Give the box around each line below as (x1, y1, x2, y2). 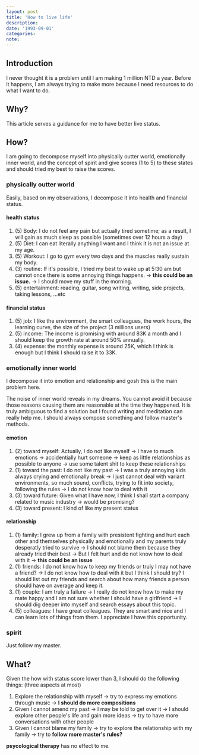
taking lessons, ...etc (14, 290, 66, 298)
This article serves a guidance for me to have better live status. (6, 120, 160, 127)
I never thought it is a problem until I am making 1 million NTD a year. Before (6, 74, 191, 81)
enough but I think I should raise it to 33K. (14, 349, 118, 356)
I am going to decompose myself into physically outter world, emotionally (6, 153, 186, 160)
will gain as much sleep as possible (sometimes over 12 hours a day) (14, 233, 183, 241)
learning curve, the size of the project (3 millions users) (14, 324, 150, 331)
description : (6, 20, 39, 26)
